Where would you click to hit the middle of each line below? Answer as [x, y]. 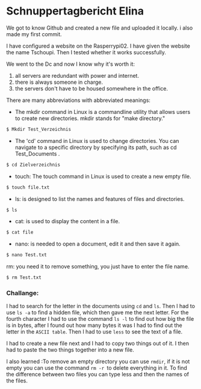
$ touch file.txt [28, 187]
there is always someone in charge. [59, 82]
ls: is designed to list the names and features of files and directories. [100, 199]
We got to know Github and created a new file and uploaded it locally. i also [100, 28]
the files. [17, 381]
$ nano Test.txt [26, 255]
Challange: [23, 293]
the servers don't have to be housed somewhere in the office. [91, 88]
